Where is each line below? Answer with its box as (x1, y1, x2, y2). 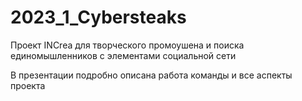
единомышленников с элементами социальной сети (10, 49, 237, 61)
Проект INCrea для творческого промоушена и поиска (10, 39, 245, 51)
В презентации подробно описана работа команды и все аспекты (10, 69, 293, 81)
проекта (10, 79, 46, 91)
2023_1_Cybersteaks (10, 6, 187, 29)
